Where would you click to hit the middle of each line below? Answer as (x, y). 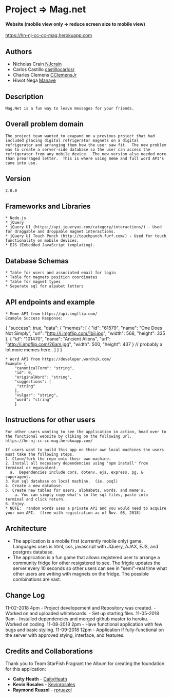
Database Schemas (37, 261)
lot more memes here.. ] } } (34, 350)
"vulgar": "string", (36, 395)
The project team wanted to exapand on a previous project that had (80, 136)
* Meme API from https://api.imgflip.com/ (51, 314)
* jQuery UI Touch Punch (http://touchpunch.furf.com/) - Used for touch (86, 236)
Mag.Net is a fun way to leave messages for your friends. (70, 109)
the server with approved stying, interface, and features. (65, 635)
